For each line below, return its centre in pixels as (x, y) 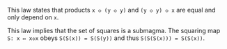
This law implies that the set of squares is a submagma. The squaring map (114, 31)
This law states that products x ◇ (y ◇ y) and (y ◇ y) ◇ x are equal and (111, 10)
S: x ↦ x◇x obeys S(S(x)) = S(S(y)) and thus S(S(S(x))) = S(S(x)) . (106, 38)
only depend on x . (33, 17)
